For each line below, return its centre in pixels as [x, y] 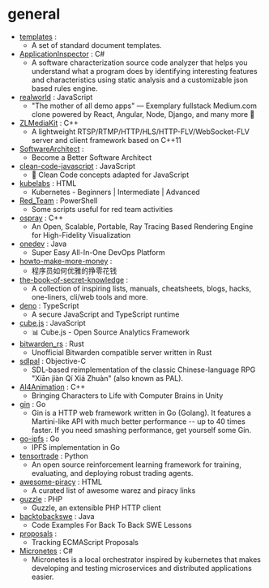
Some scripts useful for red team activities [102, 209]
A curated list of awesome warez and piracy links [113, 490]
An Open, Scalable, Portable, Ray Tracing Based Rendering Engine [142, 226]
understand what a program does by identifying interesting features [144, 71]
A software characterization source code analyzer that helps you [139, 63]
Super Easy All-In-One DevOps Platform [98, 252]
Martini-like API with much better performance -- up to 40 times [139, 421]
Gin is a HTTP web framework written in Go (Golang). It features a [141, 413]
